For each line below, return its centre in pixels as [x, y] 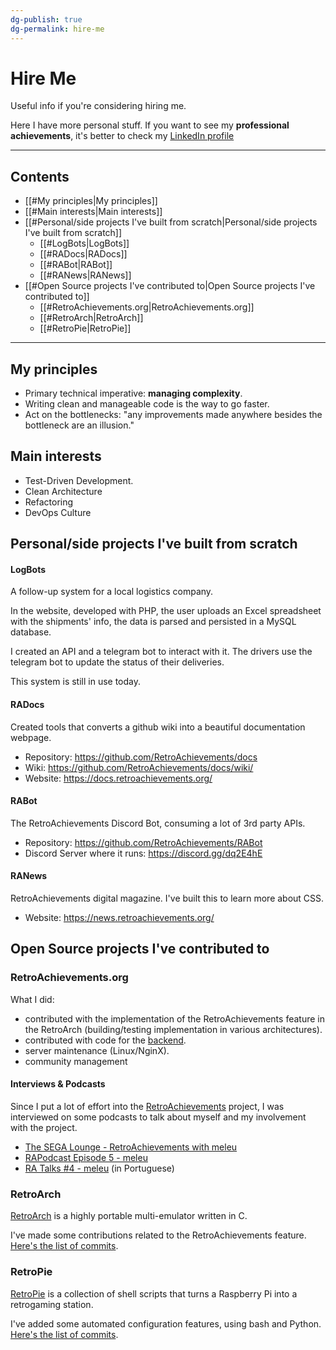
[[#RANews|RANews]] [85, 275]
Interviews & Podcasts [58, 1084]
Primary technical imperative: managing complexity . [133, 393]
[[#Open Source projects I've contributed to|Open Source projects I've [170, 286]
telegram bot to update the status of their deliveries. [117, 662]
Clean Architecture [63, 491]
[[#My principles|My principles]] [91, 201]
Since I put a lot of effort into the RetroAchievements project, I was [147, 1106]
